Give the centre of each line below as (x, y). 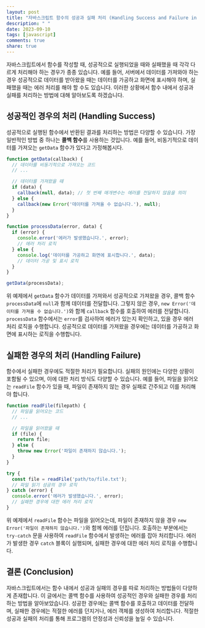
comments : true (26, 40)
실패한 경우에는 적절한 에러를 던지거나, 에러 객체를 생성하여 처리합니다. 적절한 (106, 611)
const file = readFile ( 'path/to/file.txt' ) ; (69, 479)
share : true (21, 47)
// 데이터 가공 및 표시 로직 (48, 261)
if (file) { (27, 434)
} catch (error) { (30, 491)
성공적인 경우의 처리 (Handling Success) (81, 116)
